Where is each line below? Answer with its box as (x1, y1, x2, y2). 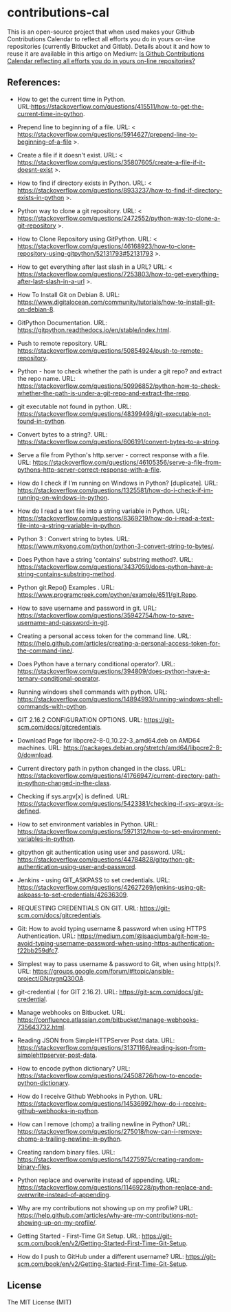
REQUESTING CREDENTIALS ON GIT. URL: (16, 904, 139, 912)
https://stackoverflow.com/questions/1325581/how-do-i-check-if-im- (16, 486, 214, 494)
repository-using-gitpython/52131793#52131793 (16, 249, 153, 257)
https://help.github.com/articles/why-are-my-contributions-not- (16, 1211, 198, 1219)
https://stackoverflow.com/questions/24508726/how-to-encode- (16, 1071, 203, 1080)
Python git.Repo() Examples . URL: (16, 583, 115, 591)
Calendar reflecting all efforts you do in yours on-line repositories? (7, 56, 196, 65)
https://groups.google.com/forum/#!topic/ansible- (32, 967, 175, 975)
